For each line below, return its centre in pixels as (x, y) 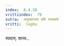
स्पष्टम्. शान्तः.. (17, 38)
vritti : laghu (21, 24)
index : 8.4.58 (21, 10)
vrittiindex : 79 (24, 15)
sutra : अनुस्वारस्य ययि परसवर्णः (32, 19)
